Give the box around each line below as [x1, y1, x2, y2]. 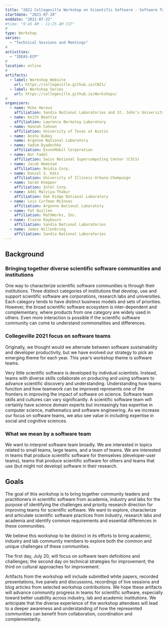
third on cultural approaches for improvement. [5, 563, 100, 570]
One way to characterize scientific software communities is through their [5, 283, 155, 289]
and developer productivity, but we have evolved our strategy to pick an [5, 349, 153, 355]
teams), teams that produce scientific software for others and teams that [5, 457, 155, 463]
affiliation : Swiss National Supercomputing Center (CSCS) [14, 157, 140, 162]
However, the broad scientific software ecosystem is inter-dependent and [5, 304, 157, 310]
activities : [5, 49, 30, 54]
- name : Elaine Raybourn [9, 217, 61, 222]
